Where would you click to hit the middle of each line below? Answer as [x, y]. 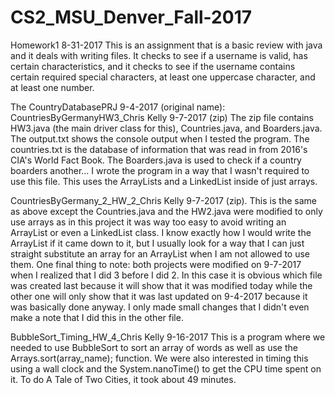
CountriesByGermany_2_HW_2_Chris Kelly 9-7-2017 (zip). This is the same [163, 200]
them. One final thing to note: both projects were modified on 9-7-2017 [156, 264]
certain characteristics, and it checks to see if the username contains [153, 66]
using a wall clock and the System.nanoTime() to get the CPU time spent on [166, 368]
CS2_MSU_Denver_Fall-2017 [131, 17]
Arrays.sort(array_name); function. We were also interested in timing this [159, 358]
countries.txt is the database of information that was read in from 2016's [159, 149]
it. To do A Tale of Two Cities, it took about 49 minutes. [123, 379]
